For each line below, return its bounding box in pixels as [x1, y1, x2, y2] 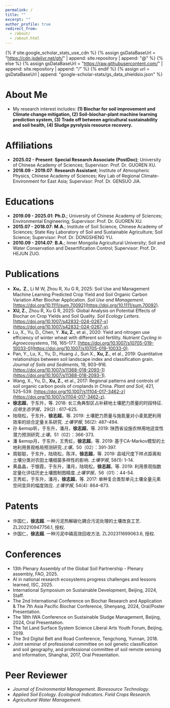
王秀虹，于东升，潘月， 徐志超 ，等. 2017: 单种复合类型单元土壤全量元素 [12, 476, 161, 482]
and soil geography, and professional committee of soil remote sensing [12, 646, 161, 652]
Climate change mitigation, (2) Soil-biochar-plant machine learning [12, 111, 157, 117]
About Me [5, 89, 48, 100]
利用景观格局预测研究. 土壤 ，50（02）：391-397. [17, 444, 117, 450]
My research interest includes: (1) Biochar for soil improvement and [12, 106, 156, 112]
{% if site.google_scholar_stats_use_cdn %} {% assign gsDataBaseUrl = [5, 49, 156, 56]
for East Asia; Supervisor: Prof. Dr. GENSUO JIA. [40, 178, 141, 184]
